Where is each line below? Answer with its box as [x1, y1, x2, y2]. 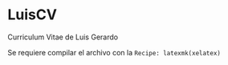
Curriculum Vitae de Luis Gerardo [7, 32, 118, 42]
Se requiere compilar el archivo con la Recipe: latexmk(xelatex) [7, 47, 222, 57]
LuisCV [7, 6, 58, 24]
